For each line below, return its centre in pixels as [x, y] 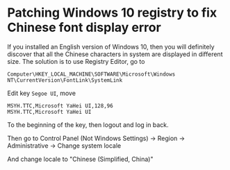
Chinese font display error [84, 27]
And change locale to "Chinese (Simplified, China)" [80, 159]
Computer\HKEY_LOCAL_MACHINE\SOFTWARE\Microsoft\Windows [91, 74]
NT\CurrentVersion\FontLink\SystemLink [65, 80]
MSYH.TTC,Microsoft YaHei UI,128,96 [60, 105]
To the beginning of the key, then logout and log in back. [88, 125]
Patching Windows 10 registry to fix [112, 13]
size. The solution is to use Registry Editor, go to [76, 61]
